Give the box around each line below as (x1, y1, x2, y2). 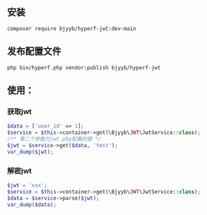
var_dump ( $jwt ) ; (7, 148, 53, 155)
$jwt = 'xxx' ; (7, 181, 48, 189)
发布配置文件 (7, 45, 62, 57)
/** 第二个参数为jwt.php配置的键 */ (7, 136, 101, 143)
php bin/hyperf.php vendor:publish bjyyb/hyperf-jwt (7, 64, 161, 71)
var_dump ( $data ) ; (7, 201, 57, 208)
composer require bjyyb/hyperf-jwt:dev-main (7, 25, 136, 32)
